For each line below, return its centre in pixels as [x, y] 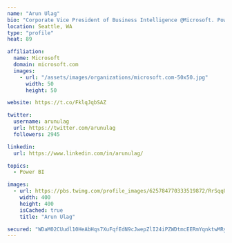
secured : [20, 229]
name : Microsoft [37, 58]
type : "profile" [30, 33]
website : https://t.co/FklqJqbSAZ [57, 103]
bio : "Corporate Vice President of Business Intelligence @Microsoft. [111, 20]
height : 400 [37, 204]
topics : [18, 166]
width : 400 [35, 197]
